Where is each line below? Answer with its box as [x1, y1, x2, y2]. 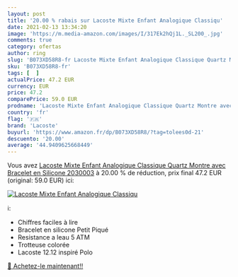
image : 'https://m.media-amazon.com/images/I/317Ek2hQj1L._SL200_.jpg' [7, 30, 223, 37]
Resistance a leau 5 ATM [17, 233, 90, 242]
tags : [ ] [7, 69, 40, 76]
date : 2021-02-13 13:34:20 [7, 23, 87, 30]
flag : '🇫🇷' [7, 115, 42, 122]
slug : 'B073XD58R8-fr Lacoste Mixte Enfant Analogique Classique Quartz [7, 57, 227, 64]
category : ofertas [7, 43, 62, 50]
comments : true [7, 37, 52, 44]
